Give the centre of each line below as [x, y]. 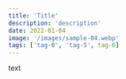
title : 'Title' [33, 16]
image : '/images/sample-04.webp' [64, 38]
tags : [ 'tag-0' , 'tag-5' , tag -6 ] [64, 45]
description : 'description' [55, 23]
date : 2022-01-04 [37, 30]
